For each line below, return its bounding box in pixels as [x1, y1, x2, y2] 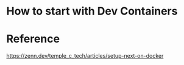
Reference [6, 32, 60, 46]
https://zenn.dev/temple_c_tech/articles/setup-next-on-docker [6, 52, 164, 60]
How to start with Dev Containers [6, 4, 178, 18]
